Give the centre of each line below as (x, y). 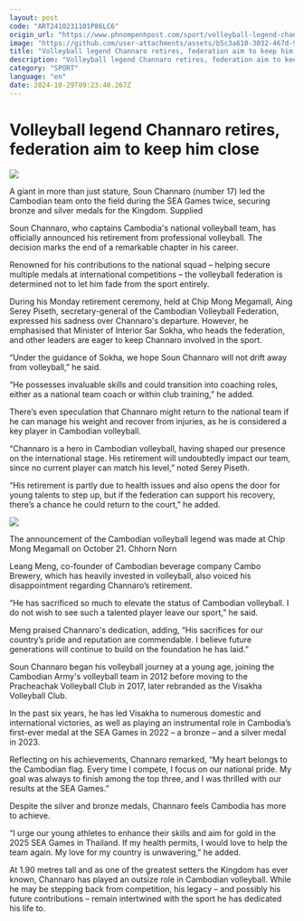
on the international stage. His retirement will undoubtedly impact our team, (150, 458)
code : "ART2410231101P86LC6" (64, 26)
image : (22, 43)
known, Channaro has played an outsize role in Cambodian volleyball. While (150, 879)
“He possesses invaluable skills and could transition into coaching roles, (144, 385)
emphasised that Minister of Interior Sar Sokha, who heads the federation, (147, 330)
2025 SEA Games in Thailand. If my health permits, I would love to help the (148, 842)
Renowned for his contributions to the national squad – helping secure (140, 264)
